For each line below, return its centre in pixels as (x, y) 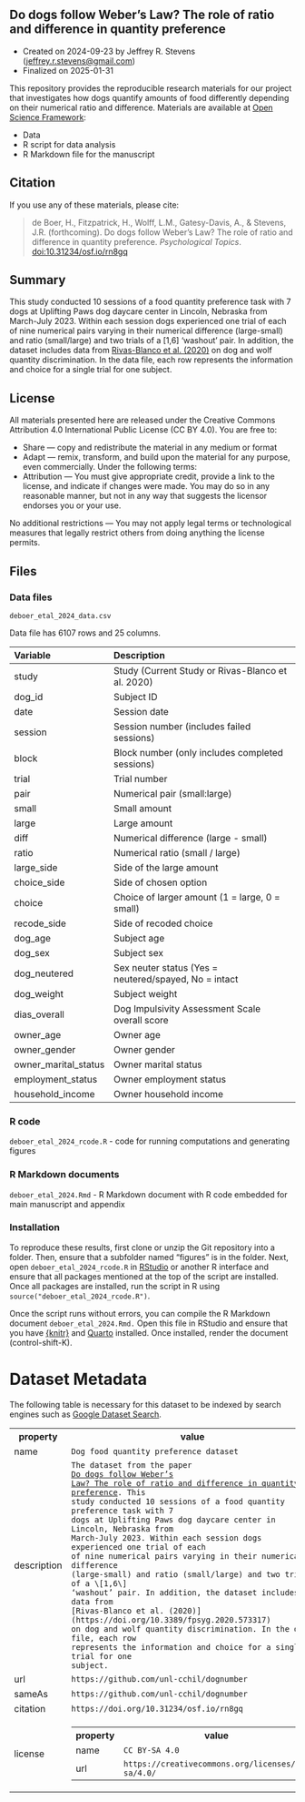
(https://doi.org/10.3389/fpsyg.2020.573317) (171, 1619)
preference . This (108, 1492)
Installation (35, 1227)
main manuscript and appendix (67, 1204)
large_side (36, 867)
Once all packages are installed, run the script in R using (115, 1286)
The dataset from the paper (132, 1465)
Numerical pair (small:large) (172, 793)
